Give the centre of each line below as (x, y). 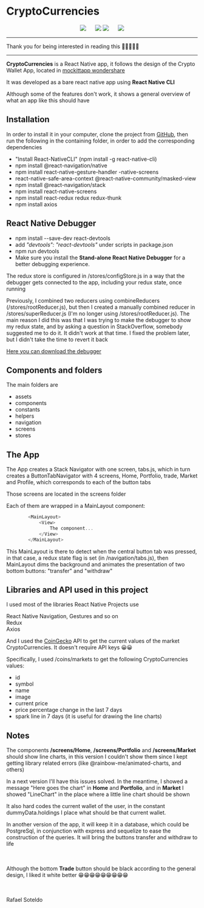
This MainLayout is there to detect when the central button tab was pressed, (102, 551)
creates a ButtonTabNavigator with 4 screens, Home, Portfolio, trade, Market (102, 476)
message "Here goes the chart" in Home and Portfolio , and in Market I (95, 788)
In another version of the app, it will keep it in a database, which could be (98, 825)
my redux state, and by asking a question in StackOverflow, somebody (95, 326)
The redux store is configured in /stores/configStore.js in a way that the (96, 276)
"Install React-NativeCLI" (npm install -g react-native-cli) (86, 159)
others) (15, 770)
